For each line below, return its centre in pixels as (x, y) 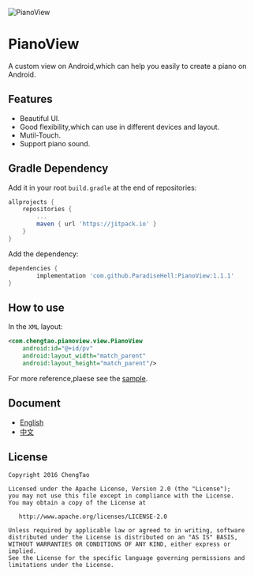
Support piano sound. (55, 143)
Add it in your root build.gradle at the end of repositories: (103, 187)
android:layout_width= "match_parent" (84, 356)
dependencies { (33, 268)
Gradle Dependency (58, 169)
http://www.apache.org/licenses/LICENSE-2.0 (93, 517)
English (32, 422)
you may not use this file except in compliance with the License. (121, 496)
